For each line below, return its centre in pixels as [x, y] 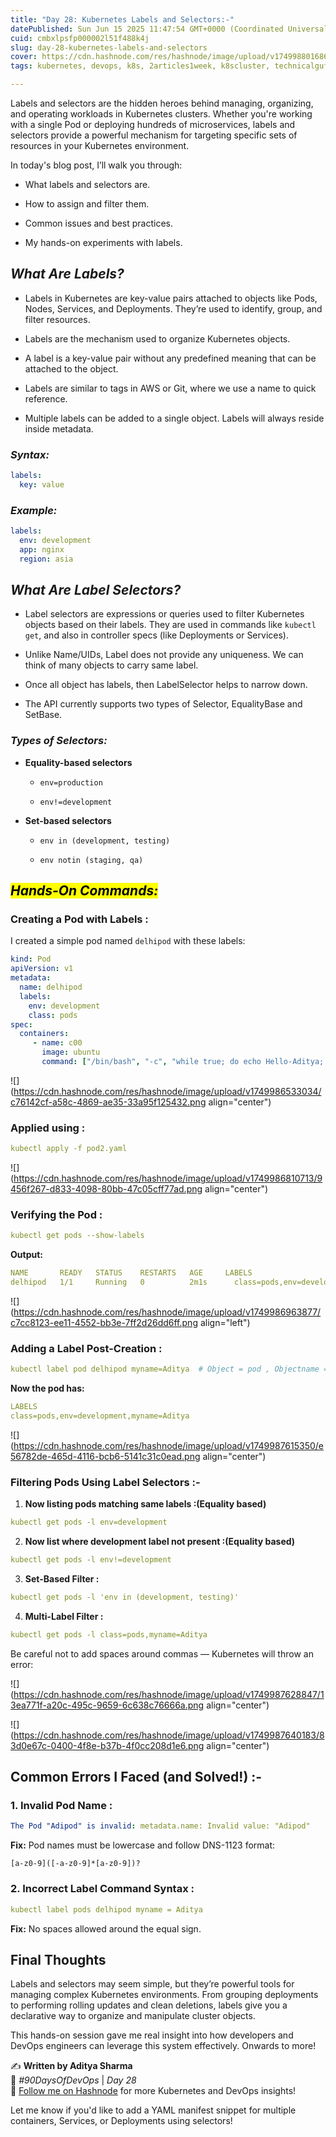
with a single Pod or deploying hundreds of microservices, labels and [153, 124]
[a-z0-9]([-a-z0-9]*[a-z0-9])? [75, 1864]
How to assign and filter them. [87, 204]
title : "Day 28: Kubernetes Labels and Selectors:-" [122, 19]
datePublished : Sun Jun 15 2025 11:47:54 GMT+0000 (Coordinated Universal [169, 29]
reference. [46, 398]
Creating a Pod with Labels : [79, 919]
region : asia [46, 559]
